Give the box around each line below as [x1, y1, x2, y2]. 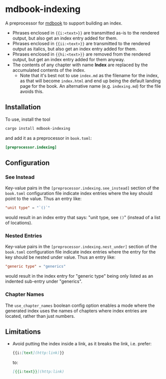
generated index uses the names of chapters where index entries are [5, 307, 147, 314]
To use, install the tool [5, 116, 50, 122]
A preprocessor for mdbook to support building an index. [5, 20, 122, 26]
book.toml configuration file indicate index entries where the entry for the [5, 249, 156, 255]
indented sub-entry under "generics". [5, 278, 82, 284]
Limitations [5, 327, 41, 336]
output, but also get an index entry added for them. [12, 35, 118, 41]
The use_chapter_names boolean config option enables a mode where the [5, 302, 155, 308]
